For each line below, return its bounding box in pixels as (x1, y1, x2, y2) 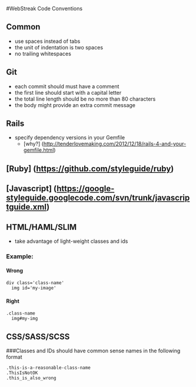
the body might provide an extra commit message (14, 101, 135, 108)
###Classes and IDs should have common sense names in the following (6, 347, 181, 355)
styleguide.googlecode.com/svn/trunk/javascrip (6, 193, 190, 203)
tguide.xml (6, 202, 47, 212)
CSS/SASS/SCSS (6, 332, 70, 342)
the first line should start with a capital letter (14, 89, 122, 96)
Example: (6, 252, 34, 261)
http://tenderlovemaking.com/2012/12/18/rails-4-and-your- (43, 141, 187, 148)
